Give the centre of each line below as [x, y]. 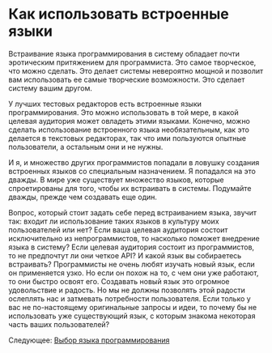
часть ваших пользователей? [59, 324]
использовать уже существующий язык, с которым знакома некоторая [132, 316]
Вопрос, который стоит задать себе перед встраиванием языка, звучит [133, 212]
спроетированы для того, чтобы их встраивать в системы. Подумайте [130, 188]
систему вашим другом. [51, 88]
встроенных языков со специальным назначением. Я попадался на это [132, 171]
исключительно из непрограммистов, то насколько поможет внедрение [134, 238]
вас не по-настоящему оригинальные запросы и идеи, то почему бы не [133, 307]
